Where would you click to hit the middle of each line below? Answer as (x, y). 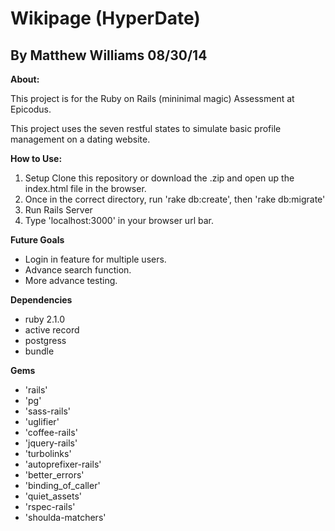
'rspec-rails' (50, 506)
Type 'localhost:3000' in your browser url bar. (119, 220)
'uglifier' (42, 421)
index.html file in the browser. (85, 188)
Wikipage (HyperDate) (105, 18)
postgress (45, 340)
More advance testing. (71, 280)
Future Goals (37, 240)
